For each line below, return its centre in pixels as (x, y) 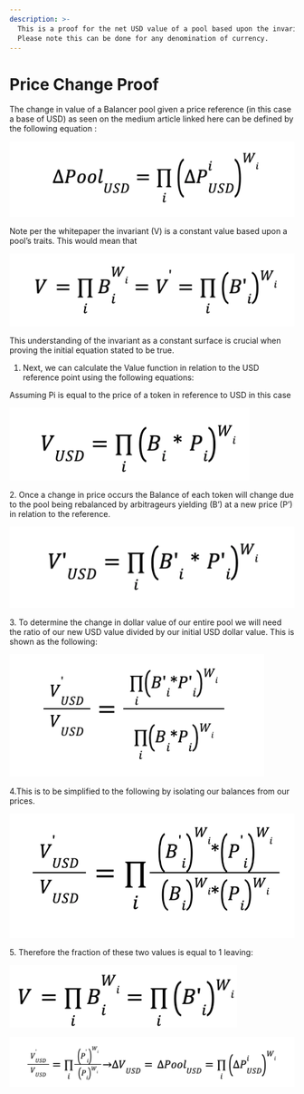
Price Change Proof (85, 84)
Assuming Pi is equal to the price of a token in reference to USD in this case (150, 396)
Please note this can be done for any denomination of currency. (143, 38)
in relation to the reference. (60, 514)
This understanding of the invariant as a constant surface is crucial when (145, 341)
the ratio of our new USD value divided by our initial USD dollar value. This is (152, 632)
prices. (22, 801)
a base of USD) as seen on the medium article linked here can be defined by (152, 119)
